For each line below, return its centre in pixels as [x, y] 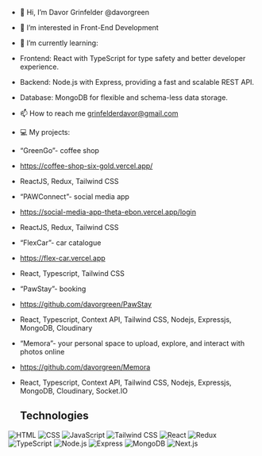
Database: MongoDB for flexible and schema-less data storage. [124, 98]
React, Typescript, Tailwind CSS [72, 273]
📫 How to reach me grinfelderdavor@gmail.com [99, 113]
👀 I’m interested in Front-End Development [89, 27]
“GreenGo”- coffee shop [59, 150]
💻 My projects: [45, 132]
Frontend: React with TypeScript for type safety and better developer [133, 58]
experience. [39, 67]
